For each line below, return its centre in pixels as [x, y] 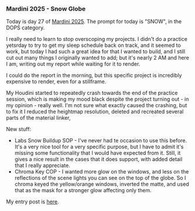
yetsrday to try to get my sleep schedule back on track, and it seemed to [94, 45]
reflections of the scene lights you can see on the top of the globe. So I [100, 178]
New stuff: [18, 129]
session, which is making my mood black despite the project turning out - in [97, 99]
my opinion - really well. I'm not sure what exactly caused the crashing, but [97, 105]
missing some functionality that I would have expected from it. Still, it [97, 153]
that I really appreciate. [42, 165]
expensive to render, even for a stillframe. [56, 81]
